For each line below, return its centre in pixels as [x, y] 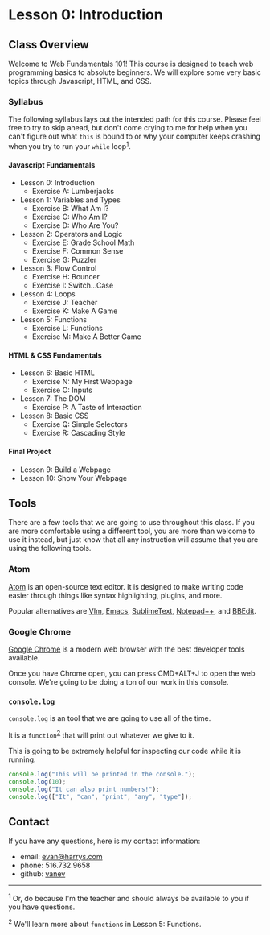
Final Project [30, 451]
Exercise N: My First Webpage [82, 382]
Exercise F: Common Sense [78, 251]
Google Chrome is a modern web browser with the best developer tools [127, 649]
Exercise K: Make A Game [75, 311]
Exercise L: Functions [67, 329]
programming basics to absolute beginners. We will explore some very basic [135, 72]
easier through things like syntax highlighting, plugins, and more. [115, 595]
